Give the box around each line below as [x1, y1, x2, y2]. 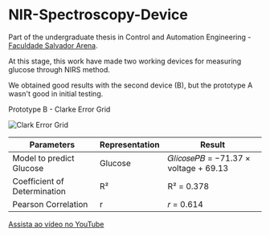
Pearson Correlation [12, 198, 88, 210]
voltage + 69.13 [167, 162, 229, 173]
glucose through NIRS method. [8, 64, 111, 74]
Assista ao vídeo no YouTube [8, 219, 104, 229]
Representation [99, 139, 161, 150]
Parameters [29, 139, 75, 150]
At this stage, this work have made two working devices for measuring [8, 56, 242, 66]
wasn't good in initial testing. [8, 88, 104, 98]
